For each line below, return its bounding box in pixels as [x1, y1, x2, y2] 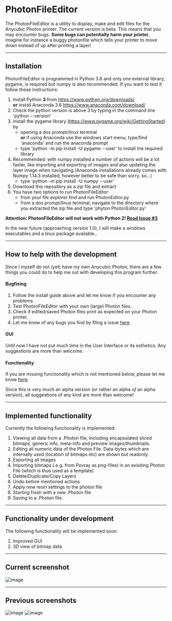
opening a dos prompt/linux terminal [20, 129, 97, 135]
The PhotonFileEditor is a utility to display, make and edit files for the [5, 20, 150, 27]
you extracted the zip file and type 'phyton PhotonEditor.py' [20, 205, 146, 211]
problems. [12, 297, 34, 304]
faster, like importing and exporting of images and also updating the [12, 161, 156, 167]
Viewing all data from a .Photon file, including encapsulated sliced [12, 435, 152, 441]
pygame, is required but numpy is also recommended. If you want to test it [5, 81, 162, 87]
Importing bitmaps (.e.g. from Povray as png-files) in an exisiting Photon [12, 462, 165, 468]
